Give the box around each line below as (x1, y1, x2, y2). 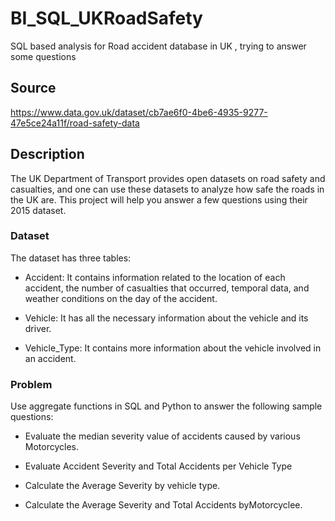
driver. (24, 322, 52, 334)
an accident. (24, 352, 77, 364)
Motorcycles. (24, 441, 80, 453)
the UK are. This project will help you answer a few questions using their (10, 193, 308, 206)
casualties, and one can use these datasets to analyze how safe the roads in (10, 183, 325, 195)
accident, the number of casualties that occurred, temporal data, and (24, 282, 310, 294)
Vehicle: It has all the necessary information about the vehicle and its (24, 312, 309, 324)
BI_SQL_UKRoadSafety (10, 7, 203, 30)
